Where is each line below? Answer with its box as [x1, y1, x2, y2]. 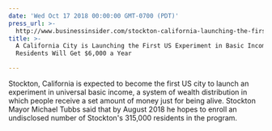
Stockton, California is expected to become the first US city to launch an [8, 78, 249, 88]
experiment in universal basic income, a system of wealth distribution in [8, 87, 248, 97]
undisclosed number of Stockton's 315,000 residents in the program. [8, 113, 237, 122]
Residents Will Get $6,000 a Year [15, 49, 132, 57]
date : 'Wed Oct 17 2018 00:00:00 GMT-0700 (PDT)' [8, 11, 180, 20]
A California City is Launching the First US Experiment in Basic [15, 42, 244, 50]
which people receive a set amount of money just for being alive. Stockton [8, 96, 257, 105]
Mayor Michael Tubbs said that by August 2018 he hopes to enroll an [8, 104, 237, 114]
